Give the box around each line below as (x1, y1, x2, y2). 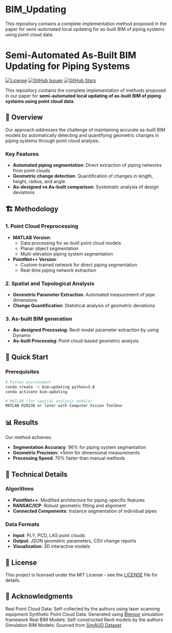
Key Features (5, 150, 39, 157)
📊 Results (5, 418, 38, 427)
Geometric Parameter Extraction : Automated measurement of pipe (12, 291, 155, 298)
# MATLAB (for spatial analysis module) (5, 399, 93, 404)
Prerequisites (5, 368, 39, 375)
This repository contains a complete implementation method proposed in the (5, 21, 167, 27)
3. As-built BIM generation (5, 315, 73, 322)
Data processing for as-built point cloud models (20, 240, 121, 246)
